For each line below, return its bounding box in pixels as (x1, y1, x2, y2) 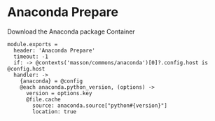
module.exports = (7, 41, 58, 48)
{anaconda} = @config (20, 78, 83, 85)
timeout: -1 (13, 53, 49, 60)
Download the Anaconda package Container (7, 27, 135, 36)
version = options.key (25, 90, 92, 97)
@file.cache (25, 96, 61, 103)
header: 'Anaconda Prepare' (13, 47, 96, 54)
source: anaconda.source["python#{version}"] (32, 102, 168, 109)
